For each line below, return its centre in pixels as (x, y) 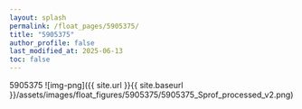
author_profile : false (52, 43)
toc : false (30, 59)
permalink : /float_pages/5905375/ (75, 26)
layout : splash (38, 18)
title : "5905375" (42, 34)
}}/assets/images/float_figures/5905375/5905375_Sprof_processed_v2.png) (151, 95)
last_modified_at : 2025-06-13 (66, 51)
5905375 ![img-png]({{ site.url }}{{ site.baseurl (96, 85)
